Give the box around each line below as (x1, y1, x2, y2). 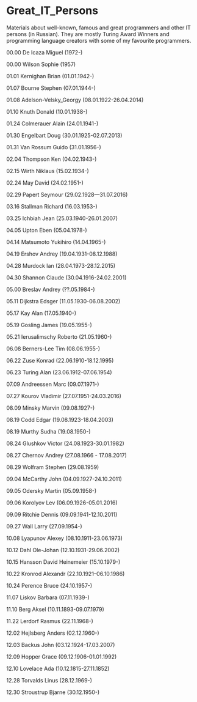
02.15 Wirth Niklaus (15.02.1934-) (6, 167, 90, 174)
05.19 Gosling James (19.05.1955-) (6, 321, 93, 328)
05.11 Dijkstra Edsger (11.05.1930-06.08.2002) (6, 297, 121, 305)
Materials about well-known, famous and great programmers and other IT (6, 24, 191, 31)
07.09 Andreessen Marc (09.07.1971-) (6, 380, 99, 388)
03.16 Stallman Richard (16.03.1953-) (6, 202, 98, 210)
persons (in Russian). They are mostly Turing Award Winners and (6, 30, 170, 37)
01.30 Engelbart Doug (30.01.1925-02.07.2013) (6, 131, 123, 139)
